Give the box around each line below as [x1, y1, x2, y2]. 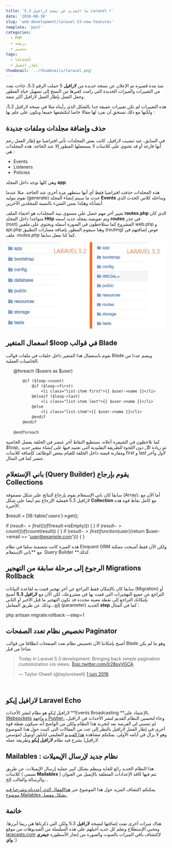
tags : [6, 51, 17, 57]
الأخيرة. [6, 503, 20, 509]
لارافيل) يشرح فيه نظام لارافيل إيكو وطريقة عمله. [6, 737, 99, 743]
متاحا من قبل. [6, 646, 32, 652]
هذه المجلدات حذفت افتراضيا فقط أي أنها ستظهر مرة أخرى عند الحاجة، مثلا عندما [6, 189, 160, 195]
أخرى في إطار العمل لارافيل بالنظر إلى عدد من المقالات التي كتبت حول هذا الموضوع [6, 726, 165, 732]
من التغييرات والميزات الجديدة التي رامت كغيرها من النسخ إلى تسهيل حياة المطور [6, 88, 160, 95]
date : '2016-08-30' [6, 13, 48, 19]
